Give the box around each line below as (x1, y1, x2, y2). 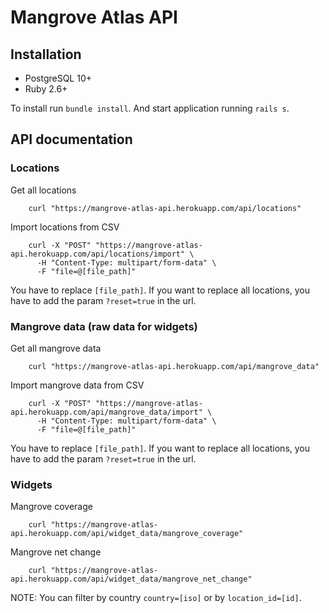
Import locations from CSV (10, 221, 120, 233)
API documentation (10, 131, 133, 148)
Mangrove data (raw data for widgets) (10, 319, 198, 333)
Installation (10, 46, 82, 63)
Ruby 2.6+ (24, 83, 68, 95)
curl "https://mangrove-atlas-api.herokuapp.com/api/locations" (28, 203, 302, 213)
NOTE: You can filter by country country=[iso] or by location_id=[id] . (10, 592, 302, 604)
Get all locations (10, 184, 77, 196)
